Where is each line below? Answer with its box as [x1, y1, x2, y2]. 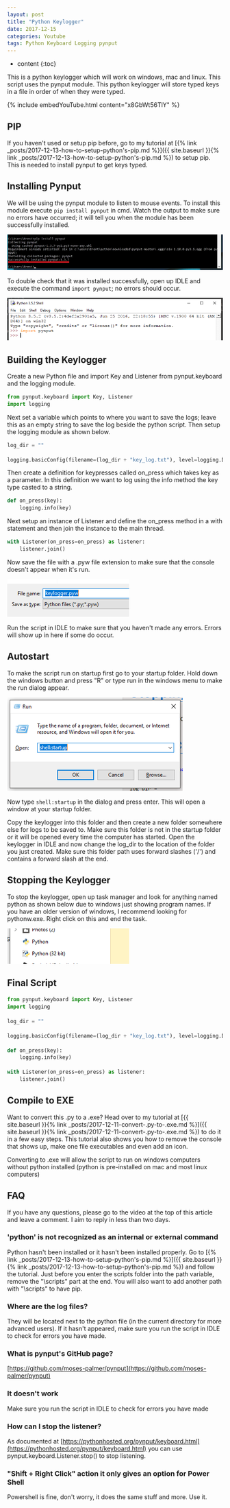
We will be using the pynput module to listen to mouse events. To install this [7, 199, 220, 207]
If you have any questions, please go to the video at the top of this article [7, 1208, 214, 1217]
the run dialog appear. [7, 683, 70, 692]
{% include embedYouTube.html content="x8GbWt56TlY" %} [7, 101, 180, 109]
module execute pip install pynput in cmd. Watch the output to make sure [7, 206, 220, 214]
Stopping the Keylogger [7, 874, 111, 886]
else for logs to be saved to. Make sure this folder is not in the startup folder [7, 825, 221, 833]
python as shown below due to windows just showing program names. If [7, 900, 212, 908]
